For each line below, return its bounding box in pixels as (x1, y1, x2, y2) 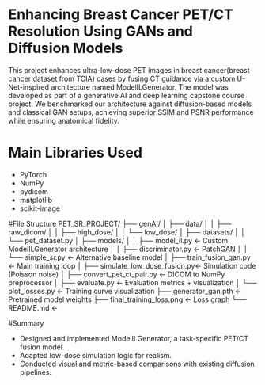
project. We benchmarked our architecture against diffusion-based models (8, 99, 252, 109)
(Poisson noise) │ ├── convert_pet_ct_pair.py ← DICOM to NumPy (8, 269, 225, 279)
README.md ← (8, 303, 59, 312)
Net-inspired (8, 82, 50, 92)
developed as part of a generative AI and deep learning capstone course (8, 90, 245, 100)
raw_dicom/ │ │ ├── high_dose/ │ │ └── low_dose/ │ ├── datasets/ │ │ (8, 227, 246, 237)
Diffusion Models (8, 40, 123, 57)
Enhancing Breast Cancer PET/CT (8, 6, 233, 24)
